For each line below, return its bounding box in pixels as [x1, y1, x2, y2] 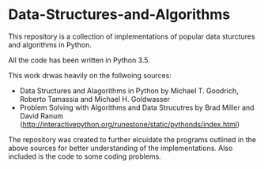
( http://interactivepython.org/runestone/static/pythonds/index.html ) [19, 119, 240, 129]
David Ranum [19, 111, 63, 120]
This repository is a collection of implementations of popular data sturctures [8, 32, 255, 41]
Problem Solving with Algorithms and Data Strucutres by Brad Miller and [19, 103, 255, 112]
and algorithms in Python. [8, 39, 92, 49]
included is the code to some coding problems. [8, 152, 162, 161]
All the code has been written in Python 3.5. [8, 55, 150, 65]
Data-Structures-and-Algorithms [8, 6, 231, 24]
